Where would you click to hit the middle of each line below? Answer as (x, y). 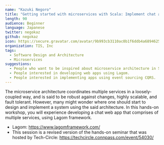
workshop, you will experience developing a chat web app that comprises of (82, 112)
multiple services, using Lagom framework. (49, 117)
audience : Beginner (25, 23)
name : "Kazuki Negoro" (28, 10)
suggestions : (18, 64)
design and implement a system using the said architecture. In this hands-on (82, 107)
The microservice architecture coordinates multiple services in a (70, 91)
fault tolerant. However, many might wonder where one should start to (75, 102)
